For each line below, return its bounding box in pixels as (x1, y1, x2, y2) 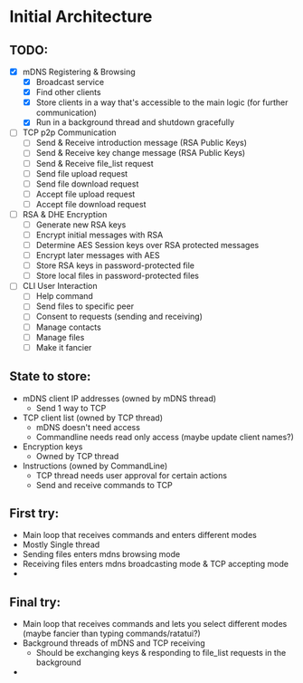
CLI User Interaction (22, 281, 98, 292)
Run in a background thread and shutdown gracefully (35, 117, 235, 128)
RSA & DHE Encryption (22, 208, 108, 219)
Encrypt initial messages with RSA (35, 229, 164, 240)
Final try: (9, 594, 62, 610)
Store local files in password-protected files (35, 270, 199, 282)
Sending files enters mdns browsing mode (22, 549, 181, 560)
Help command (35, 291, 93, 302)
